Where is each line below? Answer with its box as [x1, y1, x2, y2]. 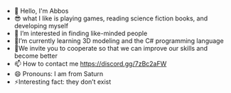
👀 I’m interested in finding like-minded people [14, 29, 148, 37]
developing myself [14, 22, 69, 30]
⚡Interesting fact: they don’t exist [14, 77, 112, 86]
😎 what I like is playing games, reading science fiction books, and [14, 14, 208, 23]
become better [14, 51, 58, 60]
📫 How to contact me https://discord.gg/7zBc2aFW [14, 60, 167, 68]
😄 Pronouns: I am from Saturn [14, 70, 104, 77]
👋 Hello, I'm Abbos [14, 7, 69, 15]
